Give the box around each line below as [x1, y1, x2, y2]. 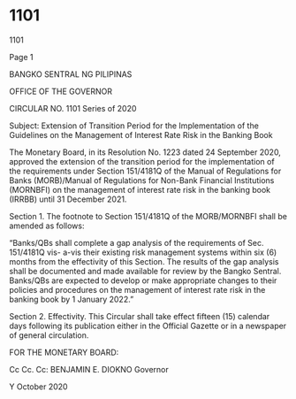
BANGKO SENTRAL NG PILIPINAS [9, 68, 133, 80]
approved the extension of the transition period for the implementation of [9, 156, 276, 166]
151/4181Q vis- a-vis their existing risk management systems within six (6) [9, 247, 277, 257]
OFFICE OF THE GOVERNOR [9, 86, 113, 96]
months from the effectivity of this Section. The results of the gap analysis [9, 256, 279, 266]
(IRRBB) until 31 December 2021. [9, 194, 127, 204]
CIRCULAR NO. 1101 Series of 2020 [9, 103, 137, 113]
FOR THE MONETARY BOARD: [9, 347, 119, 357]
